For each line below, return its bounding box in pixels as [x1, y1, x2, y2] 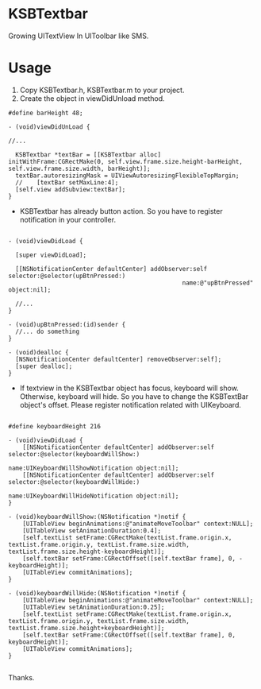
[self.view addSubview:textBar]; [15, 185, 126, 193]
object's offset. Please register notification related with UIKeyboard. [19, 400, 242, 409]
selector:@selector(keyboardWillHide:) [8, 478, 140, 486]
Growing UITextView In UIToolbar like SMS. [8, 31, 149, 41]
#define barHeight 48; [8, 109, 83, 117]
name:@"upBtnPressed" [182, 279, 254, 287]
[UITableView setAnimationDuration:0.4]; [22, 526, 161, 535]
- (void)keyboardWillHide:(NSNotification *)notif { [8, 589, 186, 597]
